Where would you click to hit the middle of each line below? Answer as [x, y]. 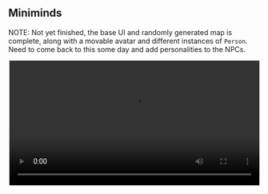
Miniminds [35, 13]
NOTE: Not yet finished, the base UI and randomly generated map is [120, 32]
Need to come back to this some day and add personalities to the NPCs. [127, 49]
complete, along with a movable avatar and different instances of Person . [128, 41]
